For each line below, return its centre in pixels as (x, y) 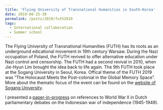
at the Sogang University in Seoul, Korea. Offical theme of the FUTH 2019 (79, 72)
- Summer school (26, 32)
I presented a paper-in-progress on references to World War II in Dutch (76, 97)
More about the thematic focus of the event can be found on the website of (80, 83)
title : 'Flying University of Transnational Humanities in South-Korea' (80, 10)
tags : (10, 23)
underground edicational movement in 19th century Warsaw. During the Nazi (81, 51)
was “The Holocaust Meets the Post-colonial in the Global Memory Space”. (80, 77)
